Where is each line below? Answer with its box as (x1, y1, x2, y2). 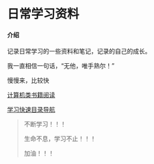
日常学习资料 (7, 6, 80, 22)
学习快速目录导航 (7, 106, 55, 114)
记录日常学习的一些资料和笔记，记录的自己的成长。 (7, 47, 151, 56)
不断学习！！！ (23, 120, 66, 128)
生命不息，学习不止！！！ (23, 134, 97, 143)
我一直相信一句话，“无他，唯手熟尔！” (7, 62, 115, 70)
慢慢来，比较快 (7, 76, 49, 84)
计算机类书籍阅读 (7, 91, 55, 99)
